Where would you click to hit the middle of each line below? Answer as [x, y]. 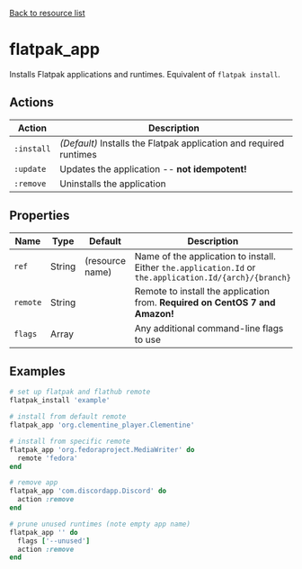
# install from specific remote [70, 441]
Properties [40, 216]
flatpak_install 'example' [60, 401]
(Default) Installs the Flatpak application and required [172, 143]
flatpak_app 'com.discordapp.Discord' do [88, 491]
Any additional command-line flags [209, 328]
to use [148, 339]
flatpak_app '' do [44, 532]
